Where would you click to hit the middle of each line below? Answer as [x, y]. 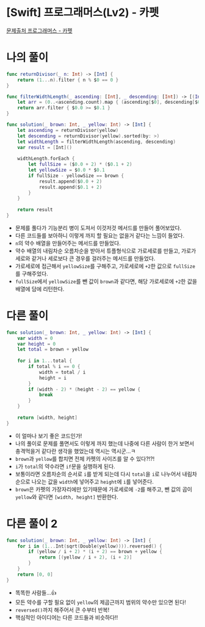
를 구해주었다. [32, 274]
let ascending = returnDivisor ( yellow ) [68, 130]
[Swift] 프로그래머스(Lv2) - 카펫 [83, 13]
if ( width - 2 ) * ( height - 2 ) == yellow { [85, 389]
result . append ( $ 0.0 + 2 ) [70, 181]
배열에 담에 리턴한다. [40, 289]
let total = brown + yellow [53, 350]
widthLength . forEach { [46, 159]
